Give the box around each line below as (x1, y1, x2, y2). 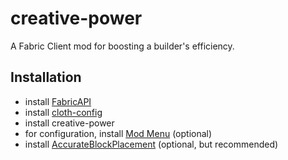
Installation (10, 69, 82, 86)
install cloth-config (24, 106, 103, 118)
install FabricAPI (24, 95, 92, 107)
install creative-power (24, 117, 115, 129)
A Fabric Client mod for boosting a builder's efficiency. (10, 40, 235, 52)
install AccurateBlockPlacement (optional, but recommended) (24, 138, 279, 150)
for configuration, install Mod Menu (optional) (24, 127, 213, 139)
